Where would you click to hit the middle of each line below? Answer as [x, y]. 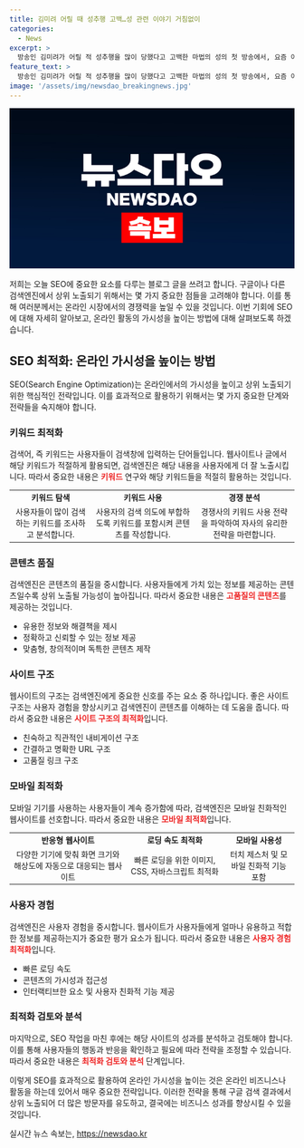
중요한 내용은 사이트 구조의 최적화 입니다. [97, 719]
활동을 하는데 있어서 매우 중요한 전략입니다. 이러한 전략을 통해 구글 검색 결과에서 [151, 1091]
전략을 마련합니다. [244, 535]
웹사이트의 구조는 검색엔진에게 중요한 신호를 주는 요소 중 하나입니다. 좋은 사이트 [149, 696]
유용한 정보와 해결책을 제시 [70, 626]
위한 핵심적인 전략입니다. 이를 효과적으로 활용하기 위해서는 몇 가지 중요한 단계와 [149, 396]
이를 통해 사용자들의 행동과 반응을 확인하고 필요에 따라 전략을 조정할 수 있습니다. [151, 1049]
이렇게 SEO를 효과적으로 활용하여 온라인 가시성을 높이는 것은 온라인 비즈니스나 [148, 1080]
